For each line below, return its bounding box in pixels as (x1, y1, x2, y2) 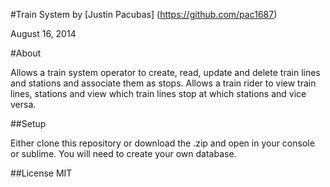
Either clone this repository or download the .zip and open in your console (10, 137, 315, 149)
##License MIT (10, 167, 73, 179)
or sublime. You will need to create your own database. (10, 148, 237, 159)
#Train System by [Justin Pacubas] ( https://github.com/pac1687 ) (10, 9, 278, 20)
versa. (10, 99, 37, 110)
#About (10, 47, 42, 59)
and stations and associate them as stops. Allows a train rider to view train (10, 77, 317, 89)
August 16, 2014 (10, 28, 77, 39)
